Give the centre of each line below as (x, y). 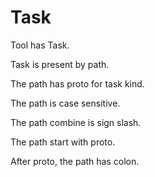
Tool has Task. (40, 45)
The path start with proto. (63, 142)
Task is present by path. (60, 64)
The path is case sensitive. (65, 103)
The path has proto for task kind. (77, 83)
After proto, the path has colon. (75, 161)
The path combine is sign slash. (76, 122)
